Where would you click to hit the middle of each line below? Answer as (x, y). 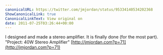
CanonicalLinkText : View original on (44, 18)
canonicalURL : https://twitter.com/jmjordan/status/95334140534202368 (79, 9)
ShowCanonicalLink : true (31, 14)
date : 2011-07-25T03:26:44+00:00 (39, 23)
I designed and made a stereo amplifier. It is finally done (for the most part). (82, 37)
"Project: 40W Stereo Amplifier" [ (39, 42)
